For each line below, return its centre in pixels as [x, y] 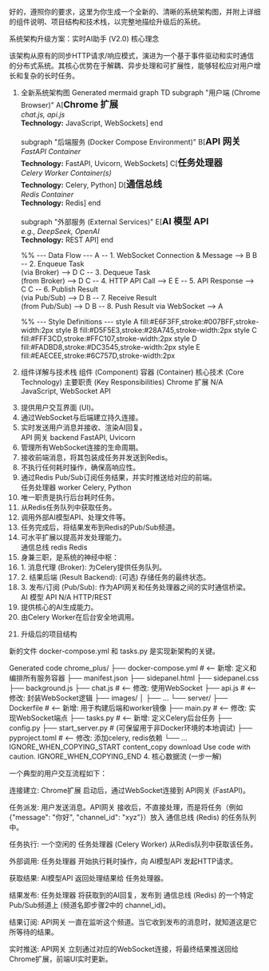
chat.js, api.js [43, 115]
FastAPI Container [51, 151]
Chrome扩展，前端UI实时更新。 [61, 959]
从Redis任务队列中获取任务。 [68, 507]
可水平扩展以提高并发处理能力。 [73, 537]
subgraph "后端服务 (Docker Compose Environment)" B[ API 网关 [131, 141]
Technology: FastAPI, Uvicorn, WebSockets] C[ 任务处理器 [121, 163]
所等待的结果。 [34, 932]
